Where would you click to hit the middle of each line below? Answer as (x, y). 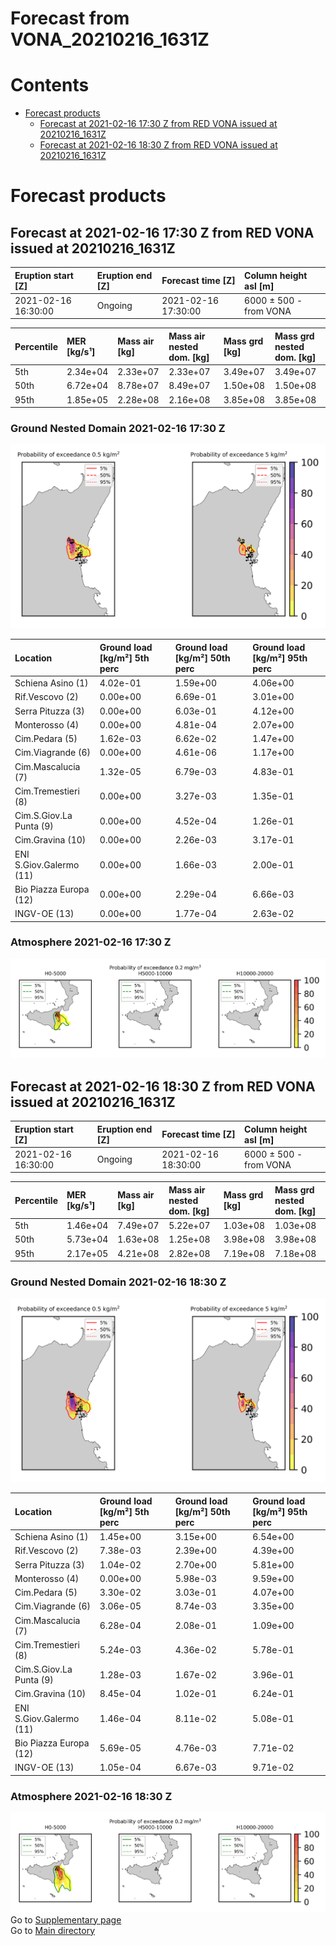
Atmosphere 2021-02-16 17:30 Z (91, 942)
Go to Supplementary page (66, 1919)
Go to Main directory (53, 1930)
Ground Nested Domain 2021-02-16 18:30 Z (118, 1282)
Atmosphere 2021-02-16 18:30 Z (91, 1796)
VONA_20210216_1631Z (110, 39)
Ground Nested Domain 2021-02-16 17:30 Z (118, 429)
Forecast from (70, 18)
